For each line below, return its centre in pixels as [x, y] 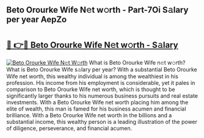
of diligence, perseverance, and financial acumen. [69, 128]
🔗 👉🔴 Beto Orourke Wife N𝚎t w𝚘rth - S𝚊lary [92, 45]
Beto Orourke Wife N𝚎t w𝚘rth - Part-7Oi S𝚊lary [97, 10]
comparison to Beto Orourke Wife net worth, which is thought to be [91, 89]
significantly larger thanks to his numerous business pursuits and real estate [102, 96]
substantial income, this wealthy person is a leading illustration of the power [102, 122]
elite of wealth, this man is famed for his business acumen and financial [96, 109]
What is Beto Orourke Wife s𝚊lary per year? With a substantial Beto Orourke [102, 69]
